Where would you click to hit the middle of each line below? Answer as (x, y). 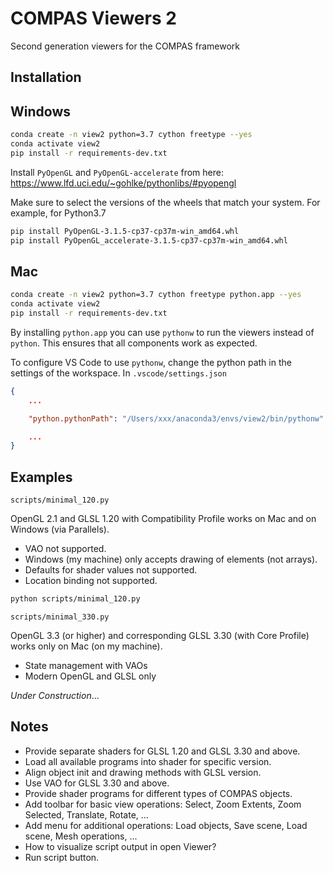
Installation (46, 77)
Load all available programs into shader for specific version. (148, 761)
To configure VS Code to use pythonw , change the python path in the (151, 362)
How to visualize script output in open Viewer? (120, 846)
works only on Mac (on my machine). (86, 646)
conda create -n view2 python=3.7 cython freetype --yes (131, 135)
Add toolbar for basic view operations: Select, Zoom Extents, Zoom (163, 804)
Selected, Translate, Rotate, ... (86, 814)
